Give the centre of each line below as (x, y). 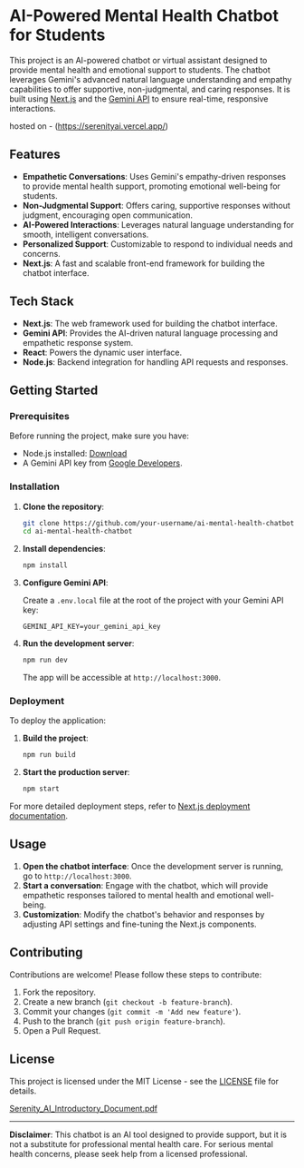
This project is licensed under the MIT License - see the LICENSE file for (144, 1081)
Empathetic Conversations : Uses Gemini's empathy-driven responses (154, 176)
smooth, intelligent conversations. (85, 234)
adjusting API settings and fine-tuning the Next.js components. (139, 924)
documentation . (39, 816)
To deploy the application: (58, 721)
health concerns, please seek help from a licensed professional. (129, 1153)
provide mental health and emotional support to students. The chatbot (140, 70)
